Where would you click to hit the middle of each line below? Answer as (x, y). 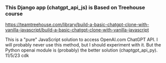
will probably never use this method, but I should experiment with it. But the (83, 45)
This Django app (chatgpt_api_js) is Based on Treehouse (75, 7)
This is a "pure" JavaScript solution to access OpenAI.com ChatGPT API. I (81, 39)
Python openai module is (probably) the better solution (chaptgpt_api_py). (81, 50)
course (14, 13)
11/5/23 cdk (17, 55)
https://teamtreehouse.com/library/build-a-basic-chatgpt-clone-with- (77, 24)
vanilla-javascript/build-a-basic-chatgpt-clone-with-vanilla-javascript (77, 30)
